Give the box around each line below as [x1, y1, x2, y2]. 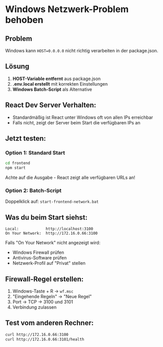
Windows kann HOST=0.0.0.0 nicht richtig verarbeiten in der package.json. [5, 48, 158, 53]
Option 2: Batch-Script [5, 187, 62, 194]
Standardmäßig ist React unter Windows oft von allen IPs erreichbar [12, 114, 153, 120]
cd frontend [5, 161, 30, 166]
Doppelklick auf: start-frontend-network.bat [5, 198, 99, 204]
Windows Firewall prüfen [12, 249, 64, 255]
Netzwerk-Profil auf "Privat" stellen [12, 260, 86, 266]
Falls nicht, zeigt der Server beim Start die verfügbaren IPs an [12, 119, 141, 125]
